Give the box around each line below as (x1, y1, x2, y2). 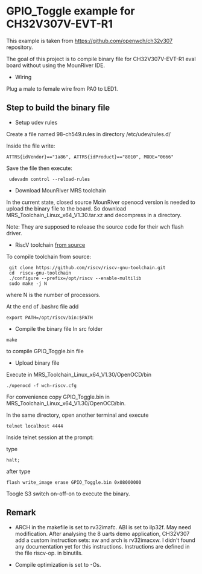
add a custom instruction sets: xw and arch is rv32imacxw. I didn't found (14, 536, 196, 544)
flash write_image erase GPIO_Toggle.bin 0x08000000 (6, 479, 142, 485)
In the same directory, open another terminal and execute (6, 411, 149, 419)
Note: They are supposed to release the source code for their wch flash (6, 223, 184, 230)
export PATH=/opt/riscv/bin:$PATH (6, 315, 93, 321)
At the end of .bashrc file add (6, 302, 79, 310)
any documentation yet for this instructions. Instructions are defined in (14, 543, 190, 550)
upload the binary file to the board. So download (6, 204, 127, 212)
